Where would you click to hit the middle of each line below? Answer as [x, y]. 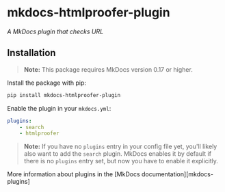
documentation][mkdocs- [177, 174]
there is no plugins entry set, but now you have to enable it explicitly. [121, 161]
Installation [31, 53]
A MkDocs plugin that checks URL [55, 31]
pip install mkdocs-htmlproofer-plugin [64, 95]
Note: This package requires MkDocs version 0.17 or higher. [108, 69]
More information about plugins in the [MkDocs [74, 174]
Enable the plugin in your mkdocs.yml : [59, 108]
